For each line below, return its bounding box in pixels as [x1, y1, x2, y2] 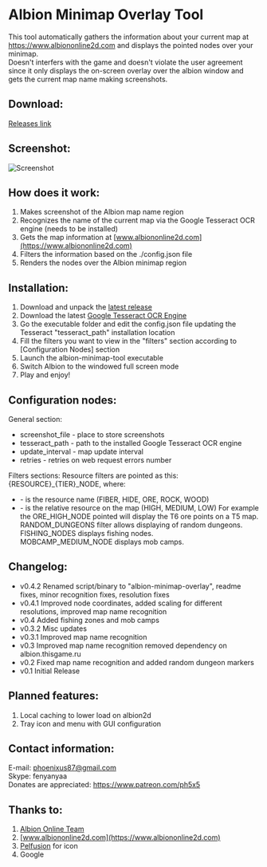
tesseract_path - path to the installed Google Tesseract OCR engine [19, 439, 242, 447]
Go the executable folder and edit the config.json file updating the [19, 319, 237, 329]
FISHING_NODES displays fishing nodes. [19, 529, 154, 538]
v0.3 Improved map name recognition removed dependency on [19, 640, 227, 650]
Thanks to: [8, 803, 63, 817]
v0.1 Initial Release [19, 666, 80, 676]
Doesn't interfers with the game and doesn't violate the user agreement [8, 57, 243, 67]
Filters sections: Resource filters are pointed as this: [8, 471, 179, 480]
